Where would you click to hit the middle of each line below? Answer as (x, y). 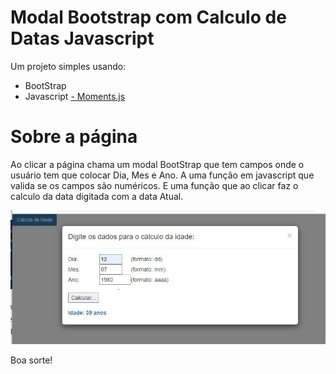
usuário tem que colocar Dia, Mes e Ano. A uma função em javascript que (162, 175)
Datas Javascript (82, 38)
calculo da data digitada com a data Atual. (97, 196)
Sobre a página (74, 137)
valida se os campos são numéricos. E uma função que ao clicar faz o (154, 185)
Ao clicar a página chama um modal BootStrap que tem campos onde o (157, 164)
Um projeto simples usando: (68, 66)
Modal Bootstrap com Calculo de (148, 17)
